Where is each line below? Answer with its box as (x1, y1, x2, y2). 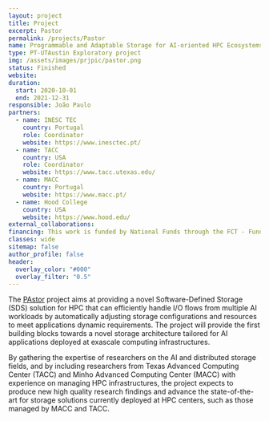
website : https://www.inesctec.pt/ (22, 138, 142, 147)
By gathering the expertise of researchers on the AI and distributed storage (8, 353, 256, 362)
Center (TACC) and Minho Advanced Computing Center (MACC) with (8, 370, 236, 379)
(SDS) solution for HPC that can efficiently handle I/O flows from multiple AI (8, 303, 258, 313)
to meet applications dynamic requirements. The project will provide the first (8, 320, 260, 330)
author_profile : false (8, 250, 84, 258)
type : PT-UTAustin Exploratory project (8, 49, 142, 57)
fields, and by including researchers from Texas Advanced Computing (8, 362, 239, 371)
